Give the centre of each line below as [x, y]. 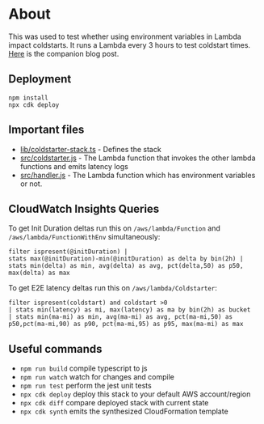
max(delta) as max [39, 273]
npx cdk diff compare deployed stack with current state [114, 403]
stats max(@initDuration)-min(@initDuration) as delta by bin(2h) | [126, 259]
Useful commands [55, 349]
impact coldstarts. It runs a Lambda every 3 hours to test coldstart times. [130, 45]
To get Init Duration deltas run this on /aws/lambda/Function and [114, 228]
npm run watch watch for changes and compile [97, 377]
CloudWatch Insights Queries [84, 208]
